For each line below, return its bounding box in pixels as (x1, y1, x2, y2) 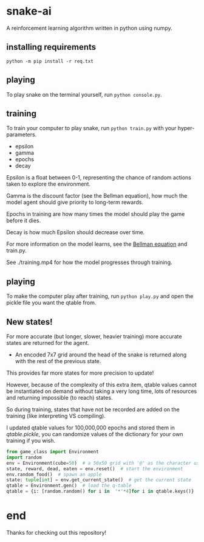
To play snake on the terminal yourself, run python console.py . (6, 91, 162, 98)
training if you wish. (6, 437, 56, 444)
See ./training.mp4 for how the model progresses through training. (6, 259, 172, 266)
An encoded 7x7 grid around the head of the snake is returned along (15, 351, 187, 358)
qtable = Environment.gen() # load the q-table (6, 482, 132, 489)
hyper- (177, 125, 195, 132)
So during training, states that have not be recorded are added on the (6, 406, 180, 413)
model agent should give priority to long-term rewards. (6, 199, 144, 206)
